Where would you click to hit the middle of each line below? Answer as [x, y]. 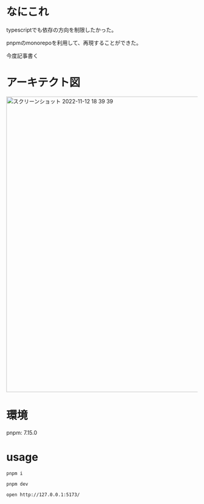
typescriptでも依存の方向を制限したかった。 [62, 30]
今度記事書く [22, 55]
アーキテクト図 [43, 83]
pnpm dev [17, 484]
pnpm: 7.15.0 [22, 432]
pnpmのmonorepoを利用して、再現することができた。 [74, 43]
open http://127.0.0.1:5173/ [43, 495]
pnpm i [15, 473]
